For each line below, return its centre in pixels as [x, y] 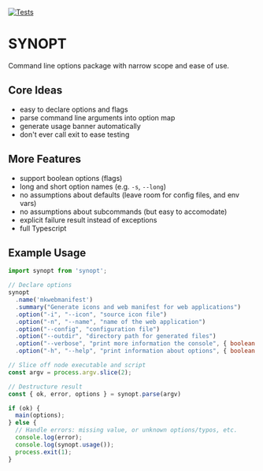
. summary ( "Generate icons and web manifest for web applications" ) [128, 307]
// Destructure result [45, 386]
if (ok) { [24, 408]
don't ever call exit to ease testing [74, 134]
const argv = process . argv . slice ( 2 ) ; [70, 372]
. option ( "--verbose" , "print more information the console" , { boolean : [137, 344]
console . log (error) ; [49, 437]
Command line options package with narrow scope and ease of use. [119, 65]
